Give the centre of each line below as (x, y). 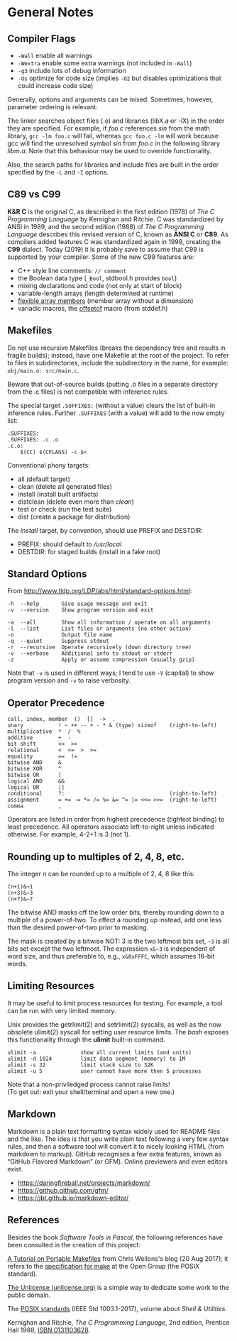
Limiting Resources (51, 986)
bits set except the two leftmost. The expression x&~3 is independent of (111, 949)
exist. (15, 1169)
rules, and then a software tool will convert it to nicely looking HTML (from (116, 1146)
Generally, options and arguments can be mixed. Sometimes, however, (110, 99)
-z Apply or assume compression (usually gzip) (101, 660)
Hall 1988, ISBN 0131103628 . (49, 1330)
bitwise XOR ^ (34, 769)
